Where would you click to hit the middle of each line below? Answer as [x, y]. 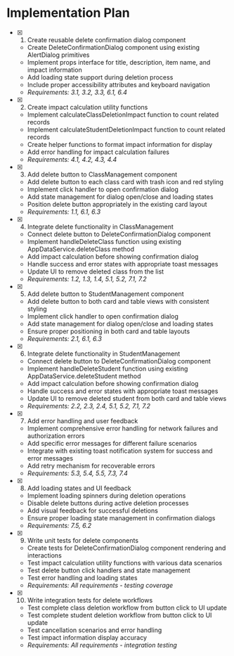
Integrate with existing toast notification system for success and [120, 451]
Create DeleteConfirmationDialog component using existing [113, 47]
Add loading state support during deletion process [100, 77]
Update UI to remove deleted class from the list [96, 271]
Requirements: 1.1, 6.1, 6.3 [64, 212]
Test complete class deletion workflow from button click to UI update [127, 607]
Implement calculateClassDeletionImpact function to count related [123, 115]
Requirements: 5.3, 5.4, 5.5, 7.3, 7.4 [77, 473]
